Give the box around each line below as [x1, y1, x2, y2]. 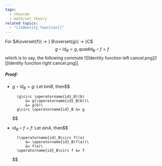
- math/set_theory [9, 16, 47, 21]
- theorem [9, 12, 29, 17]
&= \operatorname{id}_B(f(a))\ [25, 140, 89, 145]
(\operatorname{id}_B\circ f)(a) [17, 135, 85, 140]
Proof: [5, 71, 19, 77]
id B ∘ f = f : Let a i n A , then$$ [12, 125, 68, 132]
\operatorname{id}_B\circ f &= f [17, 148, 85, 153]
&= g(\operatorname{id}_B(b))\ [25, 98, 89, 103]
